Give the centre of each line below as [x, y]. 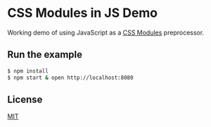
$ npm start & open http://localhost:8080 [70, 78]
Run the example [45, 55]
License [25, 99]
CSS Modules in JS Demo [83, 13]
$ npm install [28, 71]
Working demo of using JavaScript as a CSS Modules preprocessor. [106, 32]
